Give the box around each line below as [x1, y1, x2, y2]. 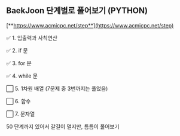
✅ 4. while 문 [6, 72, 38, 79]
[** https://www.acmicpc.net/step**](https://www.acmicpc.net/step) [6, 21, 174, 29]
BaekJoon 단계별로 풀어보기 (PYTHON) [6, 5, 148, 16]
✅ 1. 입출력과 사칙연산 [6, 34, 58, 41]
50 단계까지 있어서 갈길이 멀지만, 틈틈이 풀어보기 [6, 123, 120, 130]
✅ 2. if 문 [6, 47, 28, 54]
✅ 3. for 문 [6, 59, 32, 67]
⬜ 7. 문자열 [6, 110, 35, 118]
